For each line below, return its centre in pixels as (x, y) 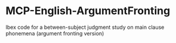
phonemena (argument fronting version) (55, 33)
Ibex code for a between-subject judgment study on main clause (85, 27)
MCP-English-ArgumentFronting (88, 11)
